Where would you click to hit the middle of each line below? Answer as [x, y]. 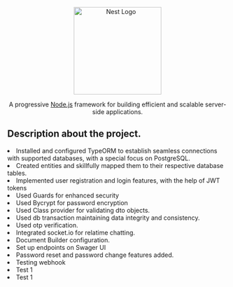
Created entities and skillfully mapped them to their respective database [120, 165]
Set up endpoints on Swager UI [61, 247]
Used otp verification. [47, 225]
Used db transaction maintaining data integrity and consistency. [108, 218]
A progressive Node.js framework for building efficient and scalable [106, 104]
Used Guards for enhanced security [68, 195]
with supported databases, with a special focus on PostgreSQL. [99, 158]
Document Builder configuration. [63, 240]
